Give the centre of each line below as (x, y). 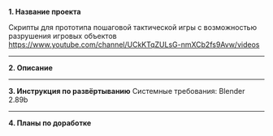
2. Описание (30, 68)
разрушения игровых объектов (63, 36)
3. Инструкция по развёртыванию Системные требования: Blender (127, 91)
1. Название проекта (45, 12)
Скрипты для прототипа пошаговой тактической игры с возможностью (133, 27)
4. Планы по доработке (50, 123)
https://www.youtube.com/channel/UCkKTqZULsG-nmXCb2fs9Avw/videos (134, 45)
